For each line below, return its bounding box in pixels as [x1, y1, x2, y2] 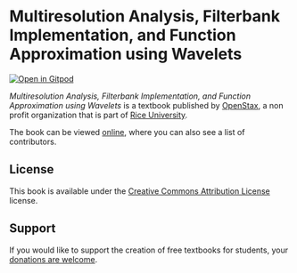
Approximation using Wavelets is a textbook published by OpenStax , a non [9, 100, 284, 110]
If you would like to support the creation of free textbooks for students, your [9, 245, 288, 255]
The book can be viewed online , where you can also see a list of [9, 126, 245, 137]
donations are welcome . [9, 253, 98, 264]
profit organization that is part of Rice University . [9, 109, 188, 120]
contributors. [9, 136, 57, 147]
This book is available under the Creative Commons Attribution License [9, 185, 270, 197]
